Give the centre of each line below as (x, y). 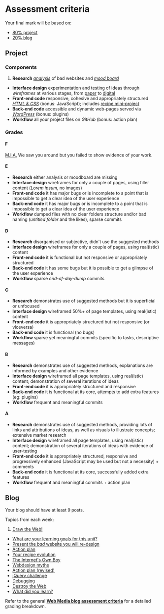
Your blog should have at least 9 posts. (45, 510)
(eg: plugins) (25, 397)
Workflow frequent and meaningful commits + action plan (71, 482)
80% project (25, 32)
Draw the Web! (27, 529)
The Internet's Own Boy (36, 560)
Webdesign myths (31, 565)
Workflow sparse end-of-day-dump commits (58, 279)
